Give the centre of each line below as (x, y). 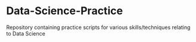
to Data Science (26, 33)
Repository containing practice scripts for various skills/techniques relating (98, 27)
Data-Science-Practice (65, 11)
